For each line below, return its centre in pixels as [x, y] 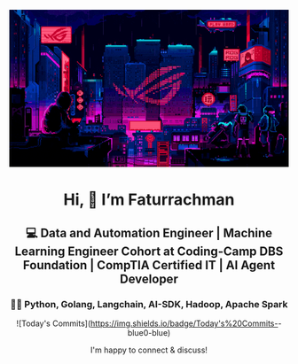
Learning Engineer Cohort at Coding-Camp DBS [149, 252]
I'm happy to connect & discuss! [149, 350]
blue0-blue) [149, 333]
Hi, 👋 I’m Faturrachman [149, 199]
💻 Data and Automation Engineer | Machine [149, 233]
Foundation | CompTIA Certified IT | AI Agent [149, 265]
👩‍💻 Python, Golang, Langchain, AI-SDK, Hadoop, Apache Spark [149, 305]
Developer [149, 279]
